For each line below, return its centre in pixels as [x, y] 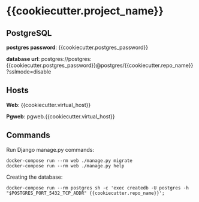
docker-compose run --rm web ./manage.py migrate [70, 160]
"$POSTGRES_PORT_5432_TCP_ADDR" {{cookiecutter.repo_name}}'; [85, 193]
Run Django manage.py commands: [50, 149]
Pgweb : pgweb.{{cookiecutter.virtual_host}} [61, 116]
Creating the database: [34, 177]
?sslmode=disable [29, 72]
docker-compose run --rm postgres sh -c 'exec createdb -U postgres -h [97, 188]
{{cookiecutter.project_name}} [85, 11]
